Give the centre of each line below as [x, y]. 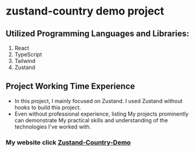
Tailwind [25, 61]
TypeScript [28, 55]
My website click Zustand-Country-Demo [68, 142]
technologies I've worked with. [53, 127]
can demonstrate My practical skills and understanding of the [91, 120]
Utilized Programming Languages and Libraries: [97, 34]
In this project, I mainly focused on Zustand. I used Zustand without [98, 101]
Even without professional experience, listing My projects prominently [101, 114]
